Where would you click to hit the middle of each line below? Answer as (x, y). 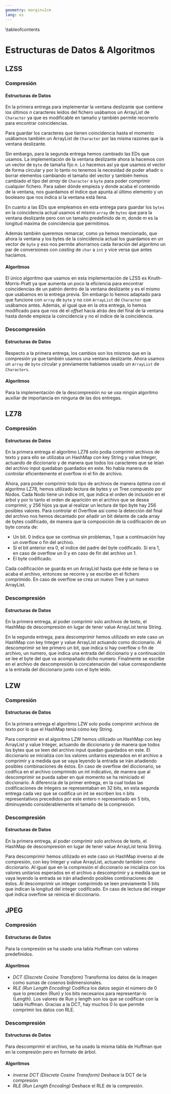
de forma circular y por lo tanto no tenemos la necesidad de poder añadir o (84, 170)
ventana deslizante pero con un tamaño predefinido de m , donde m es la (82, 218)
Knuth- (155, 278)
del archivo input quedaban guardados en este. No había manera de (77, 468)
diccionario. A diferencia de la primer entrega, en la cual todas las (74, 782)
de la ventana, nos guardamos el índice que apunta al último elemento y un (84, 192)
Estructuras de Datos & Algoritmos (80, 50)
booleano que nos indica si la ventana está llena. (56, 197)
